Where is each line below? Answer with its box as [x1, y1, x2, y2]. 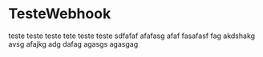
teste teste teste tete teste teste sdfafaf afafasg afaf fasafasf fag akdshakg [8, 31, 255, 40]
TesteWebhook [8, 5, 111, 23]
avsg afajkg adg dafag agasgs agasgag [8, 39, 139, 48]
